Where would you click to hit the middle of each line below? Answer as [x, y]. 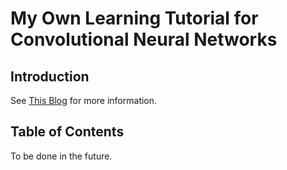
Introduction [50, 76]
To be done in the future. [61, 156]
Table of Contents [67, 132]
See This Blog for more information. [84, 100]
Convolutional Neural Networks [144, 39]
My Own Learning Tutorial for [134, 18]
